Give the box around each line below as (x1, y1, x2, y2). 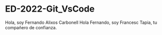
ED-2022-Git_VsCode (5, 3, 95, 15)
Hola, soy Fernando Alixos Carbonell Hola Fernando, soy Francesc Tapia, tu (5, 19, 158, 25)
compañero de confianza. (5, 24, 57, 30)
